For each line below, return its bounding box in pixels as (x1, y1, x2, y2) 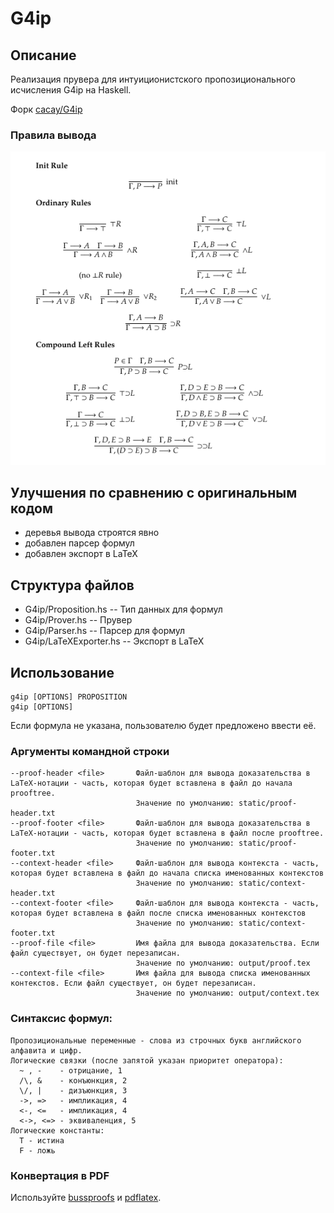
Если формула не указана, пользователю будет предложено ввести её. (10, 720, 317, 732)
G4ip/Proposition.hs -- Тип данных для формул (24, 603, 223, 616)
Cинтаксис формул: (10, 1012, 113, 1026)
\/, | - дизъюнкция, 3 (19, 1085, 128, 1096)
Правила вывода (10, 128, 97, 142)
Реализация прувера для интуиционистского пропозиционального (10, 73, 296, 85)
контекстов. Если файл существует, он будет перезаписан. (10, 978, 257, 989)
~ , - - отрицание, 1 (19, 1065, 123, 1076)
